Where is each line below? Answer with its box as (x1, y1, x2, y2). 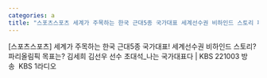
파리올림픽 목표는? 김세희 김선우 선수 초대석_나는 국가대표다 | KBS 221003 (8, 51, 240, 61)
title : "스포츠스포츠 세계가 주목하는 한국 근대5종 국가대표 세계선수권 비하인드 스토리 (8, 19, 254, 27)
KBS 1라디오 (18, 61, 57, 71)
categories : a (8, 11, 56, 20)
